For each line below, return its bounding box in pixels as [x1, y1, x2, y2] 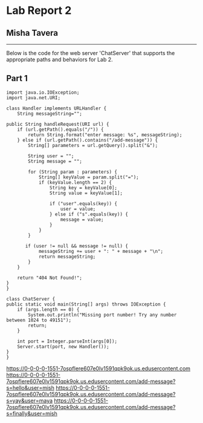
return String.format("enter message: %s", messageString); [28, 131, 182, 138]
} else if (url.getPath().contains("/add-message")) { [17, 137, 158, 143]
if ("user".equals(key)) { [49, 200, 118, 206]
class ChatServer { [6, 296, 56, 302]
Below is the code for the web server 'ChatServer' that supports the [6, 50, 175, 56]
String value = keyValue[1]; [49, 190, 123, 196]
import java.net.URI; [6, 94, 61, 100]
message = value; [60, 216, 104, 223]
